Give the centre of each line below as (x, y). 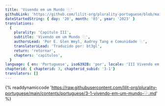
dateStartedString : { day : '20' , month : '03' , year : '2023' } (70, 19)
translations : (20, 23)
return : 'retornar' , (35, 51)
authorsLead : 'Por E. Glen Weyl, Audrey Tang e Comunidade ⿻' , (81, 42)
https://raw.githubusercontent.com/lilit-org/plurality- (104, 87)
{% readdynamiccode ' (28, 87)
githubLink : (17, 14)
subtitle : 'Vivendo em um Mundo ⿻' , (52, 37)
